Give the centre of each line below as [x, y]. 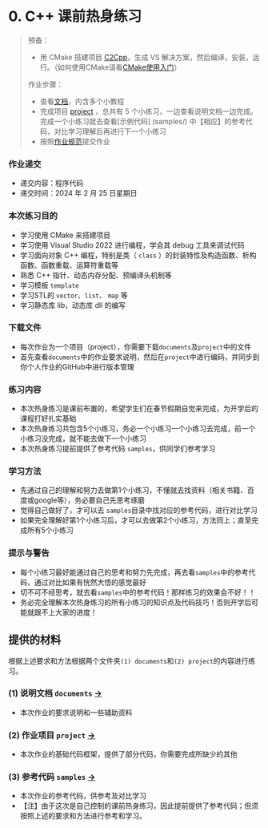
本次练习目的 [33, 216]
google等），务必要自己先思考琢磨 [90, 500]
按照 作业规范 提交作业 [75, 141]
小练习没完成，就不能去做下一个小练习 [83, 438]
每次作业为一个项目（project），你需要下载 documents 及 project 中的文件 [136, 346]
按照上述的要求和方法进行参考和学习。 [83, 816]
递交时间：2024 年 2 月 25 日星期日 [78, 193]
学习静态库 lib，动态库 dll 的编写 [73, 305]
